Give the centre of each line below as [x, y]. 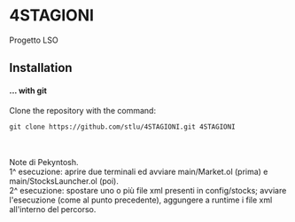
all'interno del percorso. [53, 209]
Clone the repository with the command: [83, 110]
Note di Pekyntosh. [44, 162]
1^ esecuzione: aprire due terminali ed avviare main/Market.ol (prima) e [139, 171]
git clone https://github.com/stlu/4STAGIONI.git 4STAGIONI [123, 127]
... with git [28, 91]
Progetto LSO [34, 40]
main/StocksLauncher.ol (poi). [64, 181]
